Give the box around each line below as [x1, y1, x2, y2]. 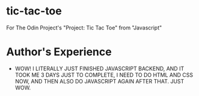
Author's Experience [6, 45, 112, 59]
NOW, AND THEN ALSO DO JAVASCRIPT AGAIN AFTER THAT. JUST [14, 77, 185, 85]
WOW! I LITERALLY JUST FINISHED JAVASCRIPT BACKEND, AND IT [14, 65, 185, 72]
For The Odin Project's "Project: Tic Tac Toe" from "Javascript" [6, 24, 162, 31]
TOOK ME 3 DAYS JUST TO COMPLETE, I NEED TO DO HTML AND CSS [14, 71, 194, 79]
